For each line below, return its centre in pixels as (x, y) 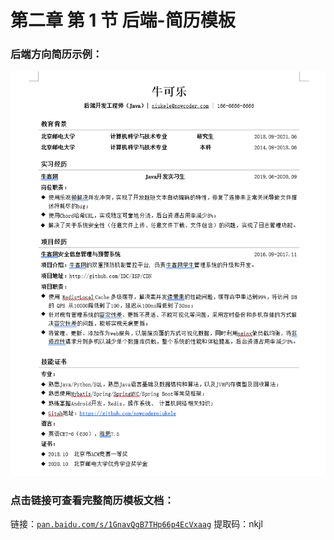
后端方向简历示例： (56, 54)
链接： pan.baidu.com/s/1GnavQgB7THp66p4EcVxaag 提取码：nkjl (136, 524)
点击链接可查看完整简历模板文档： (92, 500)
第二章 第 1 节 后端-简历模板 (123, 20)
